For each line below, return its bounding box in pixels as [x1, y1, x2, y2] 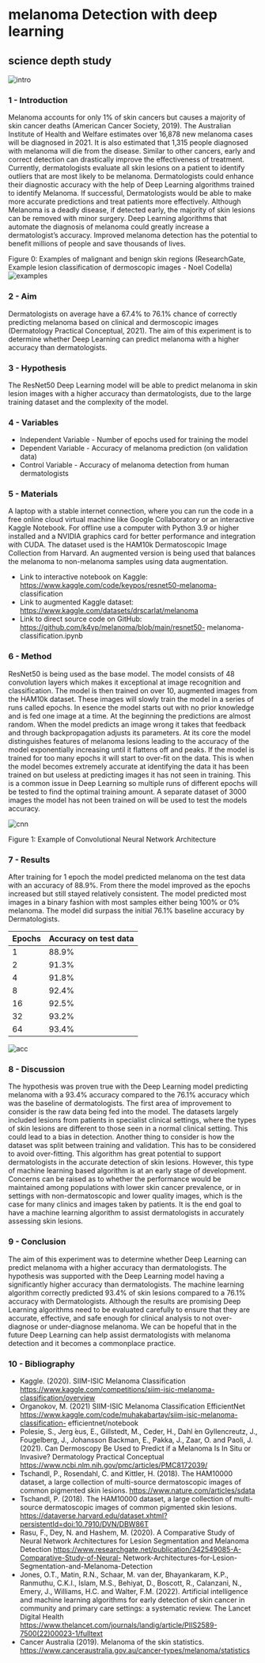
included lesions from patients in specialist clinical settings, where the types [8, 1116, 257, 1125]
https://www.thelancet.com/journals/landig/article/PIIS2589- [19, 1620, 218, 1630]
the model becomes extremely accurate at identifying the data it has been [8, 761, 249, 771]
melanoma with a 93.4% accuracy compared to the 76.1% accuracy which [8, 1090, 250, 1100]
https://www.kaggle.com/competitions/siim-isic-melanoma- [19, 1384, 215, 1394]
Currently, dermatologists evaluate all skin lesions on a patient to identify [8, 163, 245, 173]
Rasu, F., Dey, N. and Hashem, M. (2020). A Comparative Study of [19, 1528, 235, 1537]
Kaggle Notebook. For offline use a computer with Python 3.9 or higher [8, 523, 240, 532]
